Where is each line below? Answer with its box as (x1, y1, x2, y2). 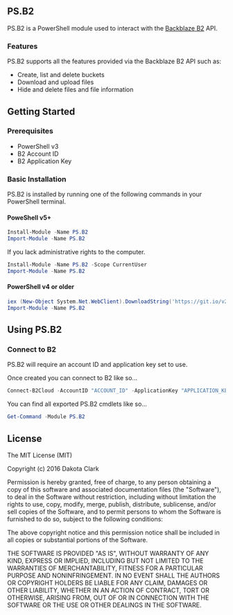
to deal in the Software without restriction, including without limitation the (7, 493, 216, 501)
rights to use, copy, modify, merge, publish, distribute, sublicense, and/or (7, 500, 216, 508)
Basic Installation (7, 174, 67, 183)
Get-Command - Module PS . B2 (7, 413, 85, 420)
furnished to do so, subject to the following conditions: (7, 515, 163, 523)
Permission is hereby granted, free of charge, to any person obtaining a (7, 478, 212, 486)
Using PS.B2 (7, 324, 62, 336)
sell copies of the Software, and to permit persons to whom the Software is (7, 507, 222, 516)
